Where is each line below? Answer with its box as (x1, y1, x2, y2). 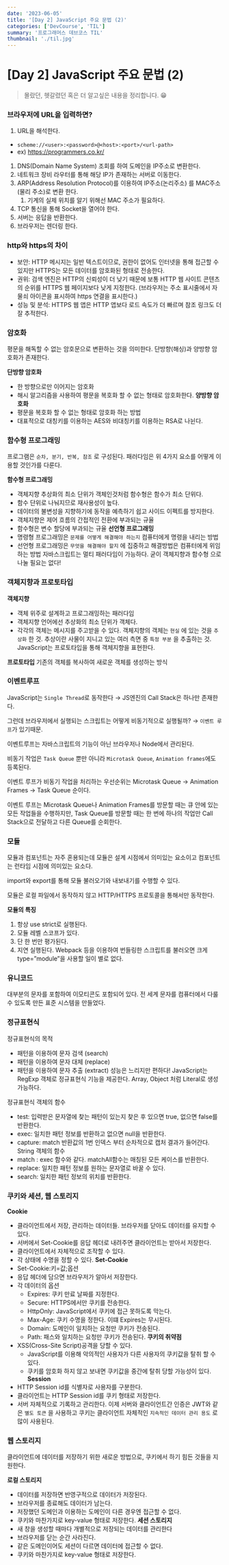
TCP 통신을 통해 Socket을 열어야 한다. (16, 205, 120, 213)
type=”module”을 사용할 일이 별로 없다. (16, 954, 124, 963)
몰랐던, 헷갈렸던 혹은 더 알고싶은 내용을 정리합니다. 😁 (23, 91, 167, 99)
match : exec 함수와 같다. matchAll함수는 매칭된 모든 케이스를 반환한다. (16, 1155, 209, 1163)
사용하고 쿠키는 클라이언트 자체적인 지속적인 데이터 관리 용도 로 (55, 1409, 218, 1417)
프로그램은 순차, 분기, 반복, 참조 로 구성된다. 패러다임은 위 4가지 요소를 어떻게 (7, 452, 215, 461)
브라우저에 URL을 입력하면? (7, 110, 93, 119)
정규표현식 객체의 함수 (7, 1097, 66, 1106)
